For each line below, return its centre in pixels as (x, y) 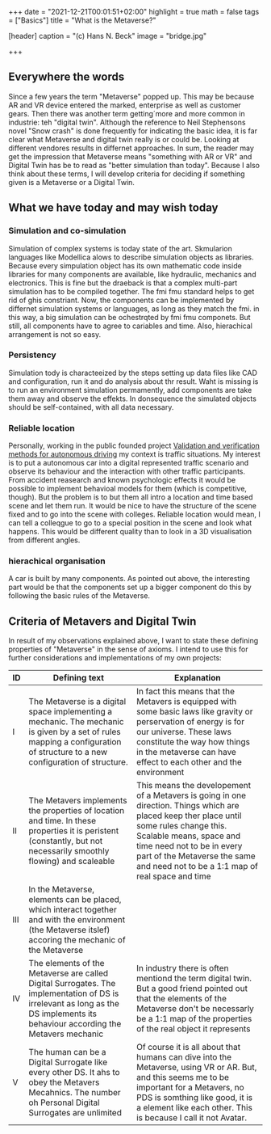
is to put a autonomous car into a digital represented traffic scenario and (129, 463)
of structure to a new (68, 752)
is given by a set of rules (75, 732)
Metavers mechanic (66, 1034)
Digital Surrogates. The (72, 984)
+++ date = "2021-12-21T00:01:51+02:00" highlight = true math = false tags (134, 12)
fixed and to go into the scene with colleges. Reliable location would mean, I (134, 514)
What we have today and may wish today (113, 208)
